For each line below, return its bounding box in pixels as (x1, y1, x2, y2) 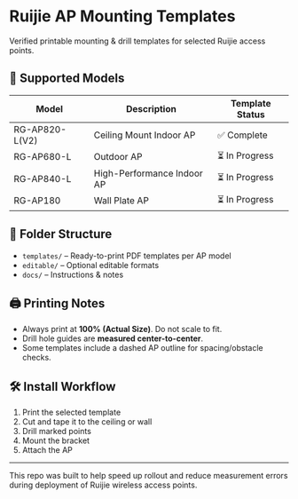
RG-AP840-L (13, 172, 72, 185)
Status (236, 108, 265, 121)
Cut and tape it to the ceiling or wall (21, 416, 153, 427)
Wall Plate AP (93, 194, 149, 207)
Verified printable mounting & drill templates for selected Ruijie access (9, 36, 266, 46)
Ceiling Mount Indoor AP (93, 129, 196, 141)
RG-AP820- (13, 123, 67, 135)
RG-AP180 (13, 194, 61, 207)
